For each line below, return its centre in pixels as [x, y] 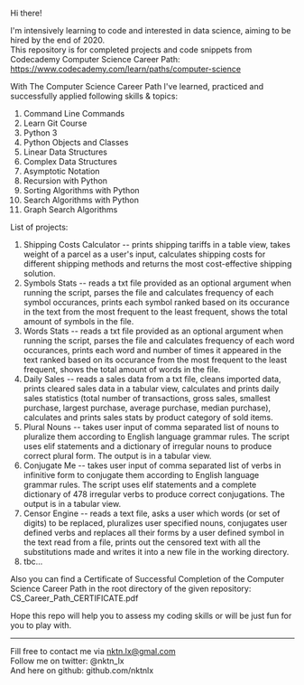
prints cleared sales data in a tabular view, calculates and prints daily [151, 389]
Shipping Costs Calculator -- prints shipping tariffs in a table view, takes [157, 244]
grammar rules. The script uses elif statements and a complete [140, 484]
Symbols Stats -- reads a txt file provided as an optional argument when [157, 283]
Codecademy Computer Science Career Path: [95, 59]
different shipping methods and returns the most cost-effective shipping [157, 264]
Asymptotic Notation [61, 171]
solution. [39, 273]
